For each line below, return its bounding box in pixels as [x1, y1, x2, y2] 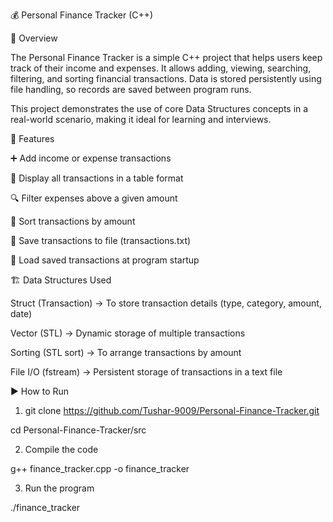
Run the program [24, 482, 95, 494]
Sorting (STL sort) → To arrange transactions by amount [10, 347, 242, 358]
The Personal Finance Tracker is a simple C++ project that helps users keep [10, 52, 323, 63]
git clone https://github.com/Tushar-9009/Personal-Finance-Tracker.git [24, 405, 320, 416]
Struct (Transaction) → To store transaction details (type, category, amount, [10, 297, 322, 309]
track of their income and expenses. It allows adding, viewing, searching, [10, 62, 312, 74]
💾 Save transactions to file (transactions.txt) [10, 235, 192, 246]
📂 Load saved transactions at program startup [10, 254, 200, 266]
